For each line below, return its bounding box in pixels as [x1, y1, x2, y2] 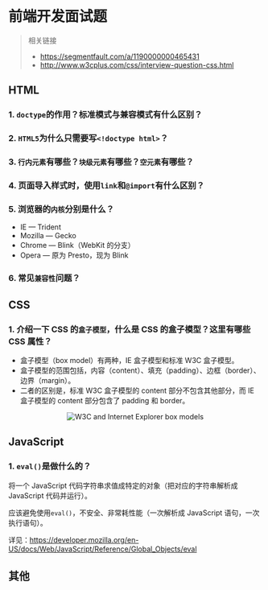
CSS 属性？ [8, 336, 52, 347]
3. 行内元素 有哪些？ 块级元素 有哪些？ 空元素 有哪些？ [8, 156, 195, 167]
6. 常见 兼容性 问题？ [8, 273, 80, 284]
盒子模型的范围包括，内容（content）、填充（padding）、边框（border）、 [19, 365, 261, 375]
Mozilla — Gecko [19, 231, 76, 241]
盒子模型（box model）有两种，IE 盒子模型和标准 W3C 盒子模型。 [19, 355, 239, 365]
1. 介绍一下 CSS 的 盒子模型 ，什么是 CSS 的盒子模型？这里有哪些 [8, 324, 251, 335]
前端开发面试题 [8, 7, 108, 26]
